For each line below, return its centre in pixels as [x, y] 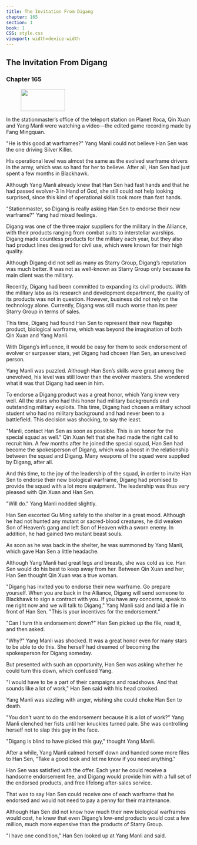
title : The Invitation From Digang [50, 11]
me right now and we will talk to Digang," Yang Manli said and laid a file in [95, 605]
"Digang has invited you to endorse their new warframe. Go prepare [88, 586]
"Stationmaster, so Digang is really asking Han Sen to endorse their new [93, 209]
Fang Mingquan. [26, 132]
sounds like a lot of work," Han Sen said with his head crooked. [82, 688]
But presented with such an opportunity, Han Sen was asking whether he [95, 664]
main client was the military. [40, 275]
